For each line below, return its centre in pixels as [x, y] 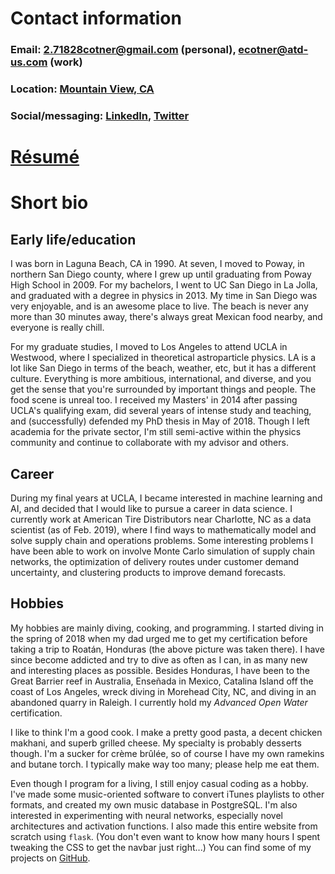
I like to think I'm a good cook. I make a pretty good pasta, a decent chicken [166, 732]
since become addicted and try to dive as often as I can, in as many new [159, 659]
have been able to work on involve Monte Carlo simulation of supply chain [163, 551]
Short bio [49, 203]
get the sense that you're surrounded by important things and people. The [163, 389]
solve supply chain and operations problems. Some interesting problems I [162, 540]
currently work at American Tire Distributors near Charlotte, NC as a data [161, 519]
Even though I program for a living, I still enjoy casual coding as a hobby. [159, 783]
